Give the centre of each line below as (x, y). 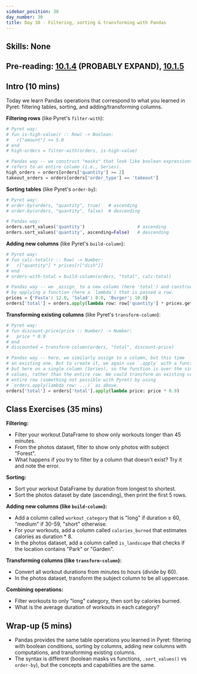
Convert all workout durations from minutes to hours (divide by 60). (96, 572)
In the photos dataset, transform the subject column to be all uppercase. (102, 578)
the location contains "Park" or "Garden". (64, 549)
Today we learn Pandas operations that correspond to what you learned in (96, 100)
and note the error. (37, 466)
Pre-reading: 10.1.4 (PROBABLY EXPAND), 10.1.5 (95, 66)
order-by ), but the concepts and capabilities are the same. (85, 665)
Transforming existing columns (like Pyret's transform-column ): (84, 314)
